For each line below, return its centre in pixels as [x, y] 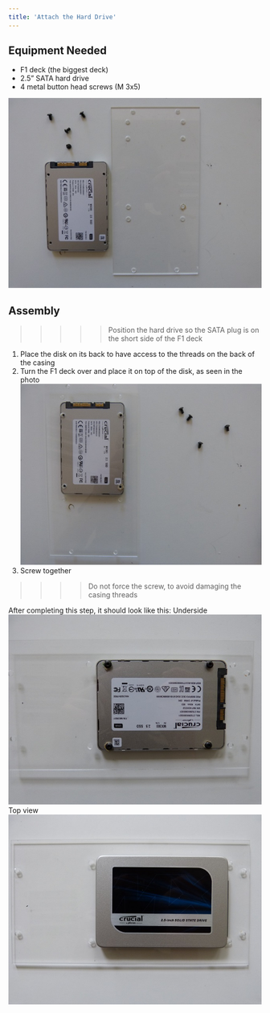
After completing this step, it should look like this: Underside [108, 610]
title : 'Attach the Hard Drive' [62, 17]
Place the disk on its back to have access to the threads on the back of [137, 355]
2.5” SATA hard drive [55, 78]
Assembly [34, 311]
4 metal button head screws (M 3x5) [80, 87]
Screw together [45, 571]
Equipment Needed [57, 51]
